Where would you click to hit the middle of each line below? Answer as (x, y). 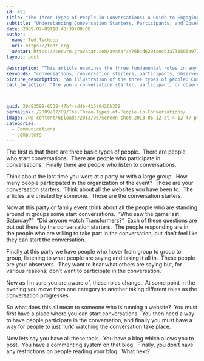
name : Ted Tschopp (35, 40)
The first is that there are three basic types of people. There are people (96, 152)
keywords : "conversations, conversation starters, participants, (90, 73)
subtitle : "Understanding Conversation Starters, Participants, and (95, 23)
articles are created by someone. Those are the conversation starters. (94, 196)
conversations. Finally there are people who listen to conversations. (92, 165)
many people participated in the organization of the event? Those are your (100, 183)
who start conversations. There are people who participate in (83, 158)
